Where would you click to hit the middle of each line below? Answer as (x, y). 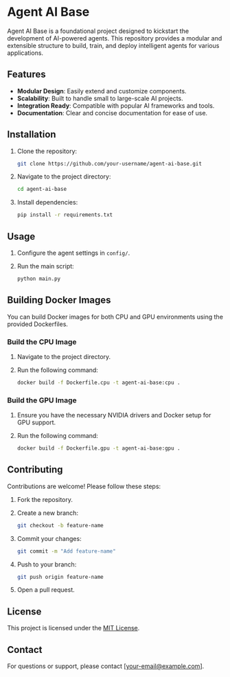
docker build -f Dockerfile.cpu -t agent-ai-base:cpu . (99, 382)
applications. (25, 53)
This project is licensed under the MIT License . (73, 628)
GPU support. (36, 422)
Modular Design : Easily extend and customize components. (102, 91)
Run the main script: (45, 266)
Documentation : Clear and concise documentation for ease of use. (112, 113)
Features (26, 74)
